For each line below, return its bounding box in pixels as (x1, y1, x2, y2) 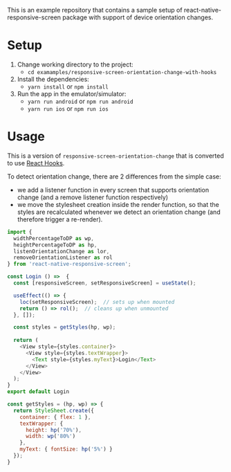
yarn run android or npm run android (27, 97, 133, 105)
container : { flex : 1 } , (19, 413, 91, 421)
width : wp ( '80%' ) (25, 433, 76, 440)
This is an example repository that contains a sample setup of (7, 6, 183, 14)
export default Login (7, 388, 70, 395)
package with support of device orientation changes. (62, 13, 214, 21)
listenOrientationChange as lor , (13, 248, 110, 255)
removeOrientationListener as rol (13, 254, 113, 262)
